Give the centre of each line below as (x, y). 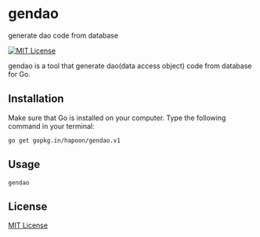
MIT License (28, 225)
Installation (36, 99)
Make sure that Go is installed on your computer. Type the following (117, 118)
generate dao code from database (63, 35)
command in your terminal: (51, 126)
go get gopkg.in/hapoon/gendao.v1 (65, 140)
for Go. (20, 74)
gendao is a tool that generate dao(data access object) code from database (130, 66)
